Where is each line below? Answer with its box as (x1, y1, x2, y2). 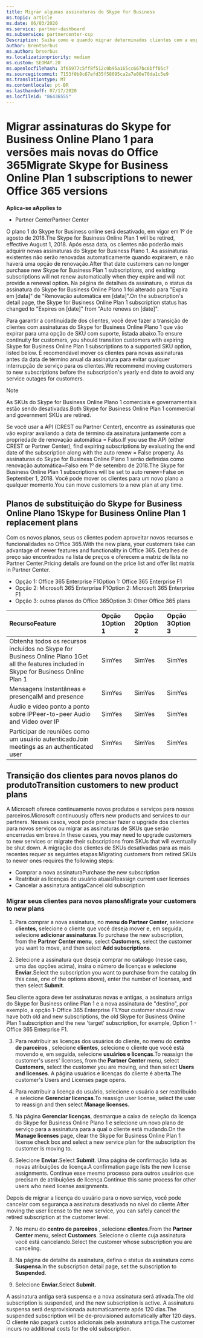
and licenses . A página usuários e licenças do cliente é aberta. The (14, 1069, 182, 1077)
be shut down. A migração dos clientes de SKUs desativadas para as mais (6, 844, 192, 851)
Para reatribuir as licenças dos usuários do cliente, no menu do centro (14, 1037, 191, 1044)
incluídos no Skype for (9, 644, 73, 653)
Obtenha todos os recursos (9, 637, 86, 645)
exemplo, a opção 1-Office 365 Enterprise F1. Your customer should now (6, 1006, 185, 1013)
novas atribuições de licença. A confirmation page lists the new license (14, 1163, 191, 1170)
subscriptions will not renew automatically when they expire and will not (6, 272, 185, 280)
